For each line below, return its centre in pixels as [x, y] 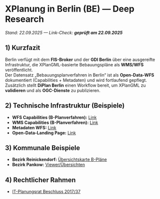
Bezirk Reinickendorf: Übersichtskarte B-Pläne [59, 160]
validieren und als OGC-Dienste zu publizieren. [53, 90]
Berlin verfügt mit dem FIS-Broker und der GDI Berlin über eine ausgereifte [80, 60]
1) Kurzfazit [23, 48]
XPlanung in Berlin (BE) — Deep [70, 9]
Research [25, 19]
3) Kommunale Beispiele [42, 148]
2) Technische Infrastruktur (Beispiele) [65, 106]
